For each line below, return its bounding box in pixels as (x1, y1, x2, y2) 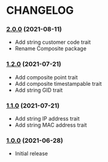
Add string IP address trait (14, 115, 80, 122)
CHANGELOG (6, 4, 74, 17)
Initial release (14, 150, 48, 157)
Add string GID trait (14, 86, 63, 94)
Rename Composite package (14, 45, 87, 52)
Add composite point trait (14, 73, 78, 81)
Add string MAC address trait (14, 121, 87, 129)
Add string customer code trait (14, 38, 91, 46)
